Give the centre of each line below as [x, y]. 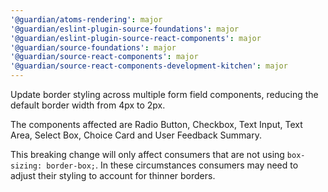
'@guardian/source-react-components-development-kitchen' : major [149, 66]
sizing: [26, 166]
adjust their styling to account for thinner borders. [113, 175]
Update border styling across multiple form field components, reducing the [164, 94]
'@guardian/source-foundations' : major [93, 47]
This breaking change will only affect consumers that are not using [147, 154]
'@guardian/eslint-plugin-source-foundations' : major [125, 29]
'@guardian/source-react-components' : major [104, 57]
